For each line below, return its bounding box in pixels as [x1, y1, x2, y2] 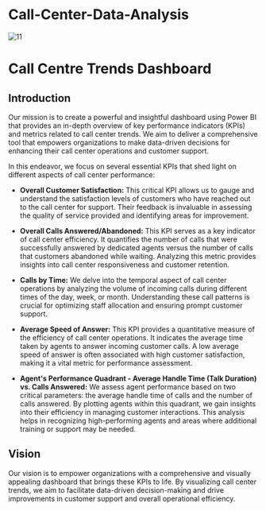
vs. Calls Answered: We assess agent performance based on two [19, 381, 237, 391]
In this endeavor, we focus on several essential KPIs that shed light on [8, 161, 237, 171]
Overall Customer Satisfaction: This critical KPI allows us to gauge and [19, 185, 255, 195]
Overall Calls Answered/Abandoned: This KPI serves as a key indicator [19, 226, 256, 235]
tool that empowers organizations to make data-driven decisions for [8, 137, 230, 147]
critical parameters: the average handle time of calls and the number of [19, 390, 253, 400]
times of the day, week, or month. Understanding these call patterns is [19, 292, 250, 301]
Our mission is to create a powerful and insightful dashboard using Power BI [8, 112, 256, 122]
